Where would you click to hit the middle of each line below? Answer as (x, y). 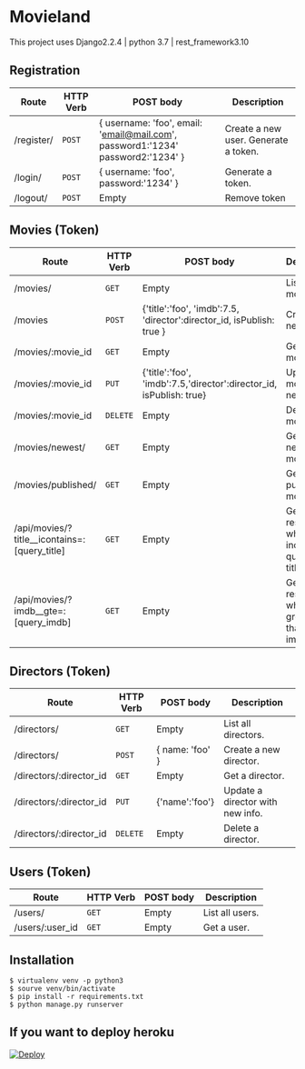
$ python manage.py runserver (67, 1004)
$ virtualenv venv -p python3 (67, 981)
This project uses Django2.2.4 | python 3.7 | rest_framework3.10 (129, 42)
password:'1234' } (139, 183)
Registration (45, 70)
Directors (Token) (60, 671)
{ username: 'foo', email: (151, 123)
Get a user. (226, 927)
